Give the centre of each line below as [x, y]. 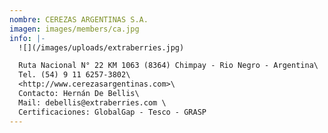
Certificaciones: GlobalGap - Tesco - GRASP [112, 112]
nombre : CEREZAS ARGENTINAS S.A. [79, 19]
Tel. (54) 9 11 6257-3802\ [74, 75]
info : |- [27, 38]
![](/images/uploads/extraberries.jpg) [101, 47]
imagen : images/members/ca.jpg [74, 29]
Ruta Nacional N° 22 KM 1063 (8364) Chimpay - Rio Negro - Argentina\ [168, 66]
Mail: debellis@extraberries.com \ [92, 102]
